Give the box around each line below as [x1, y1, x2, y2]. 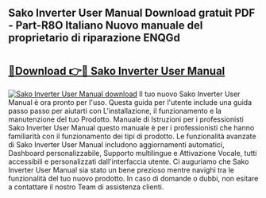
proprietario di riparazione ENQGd [8, 31, 180, 45]
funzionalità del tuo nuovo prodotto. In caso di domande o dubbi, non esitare [8, 174, 259, 183]
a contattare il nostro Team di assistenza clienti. [8, 182, 164, 192]
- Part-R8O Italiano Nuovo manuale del [8, 19, 203, 33]
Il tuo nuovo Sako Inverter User [138, 89, 241, 99]
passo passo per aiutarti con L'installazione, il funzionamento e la [8, 107, 222, 115]
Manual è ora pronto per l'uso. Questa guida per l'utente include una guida [8, 98, 253, 107]
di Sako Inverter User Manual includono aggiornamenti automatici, [8, 140, 225, 149]
